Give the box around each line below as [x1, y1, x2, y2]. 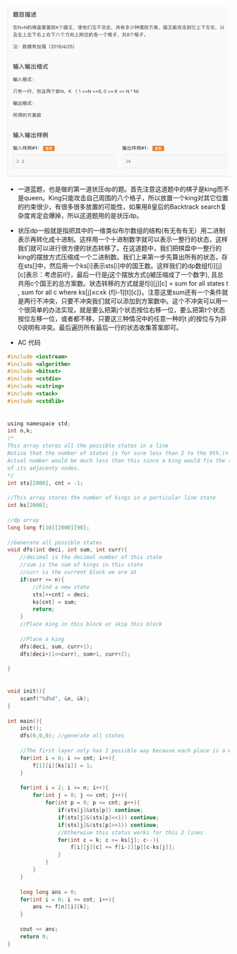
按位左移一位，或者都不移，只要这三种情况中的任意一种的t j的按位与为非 [17, 314, 227, 323]
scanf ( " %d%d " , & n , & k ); [20, 695, 90, 702]
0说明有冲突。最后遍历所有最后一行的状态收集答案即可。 [17, 323, 183, 331]
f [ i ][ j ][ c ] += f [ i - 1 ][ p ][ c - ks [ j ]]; [70, 844, 175, 851]
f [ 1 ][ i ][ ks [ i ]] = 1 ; [32, 762, 93, 769]
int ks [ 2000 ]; [7, 502, 49, 509]
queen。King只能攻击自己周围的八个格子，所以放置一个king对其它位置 [23, 193, 229, 202]
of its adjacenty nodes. [7, 465, 80, 472]
